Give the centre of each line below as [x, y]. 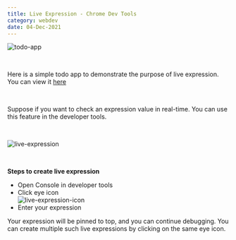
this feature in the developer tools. [57, 116]
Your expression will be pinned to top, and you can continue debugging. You [118, 221]
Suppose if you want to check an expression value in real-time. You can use [117, 109]
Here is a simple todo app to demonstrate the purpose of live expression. [113, 74]
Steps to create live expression [54, 172]
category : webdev [33, 20]
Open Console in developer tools [65, 185]
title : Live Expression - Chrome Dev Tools [72, 14]
